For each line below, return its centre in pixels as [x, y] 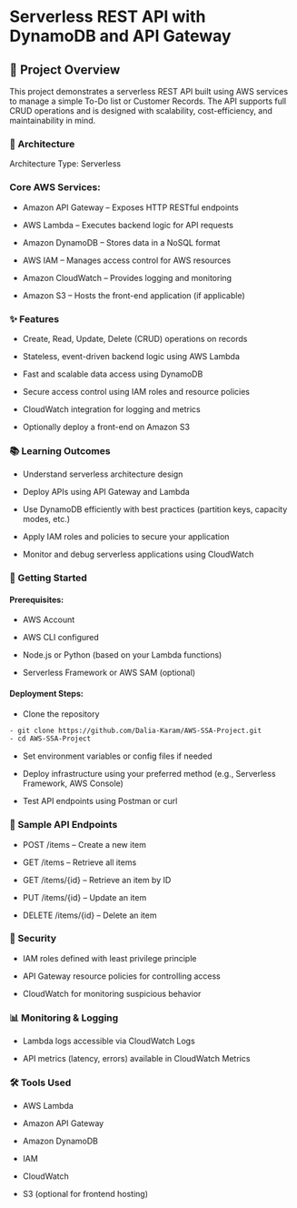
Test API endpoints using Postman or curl [100, 801]
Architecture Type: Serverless [65, 164]
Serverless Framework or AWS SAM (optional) [109, 673]
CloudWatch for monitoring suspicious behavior [112, 993]
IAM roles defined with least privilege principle [109, 958]
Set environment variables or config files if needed [117, 756]
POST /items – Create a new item [84, 844]
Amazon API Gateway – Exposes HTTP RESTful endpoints [130, 207]
